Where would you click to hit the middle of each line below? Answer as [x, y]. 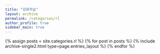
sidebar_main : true [25, 27]
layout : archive [21, 14]
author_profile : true [27, 23]
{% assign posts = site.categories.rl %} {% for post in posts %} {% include [80, 41]
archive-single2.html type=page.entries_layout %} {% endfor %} [70, 46]
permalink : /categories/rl [32, 18]
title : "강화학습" [22, 9]
